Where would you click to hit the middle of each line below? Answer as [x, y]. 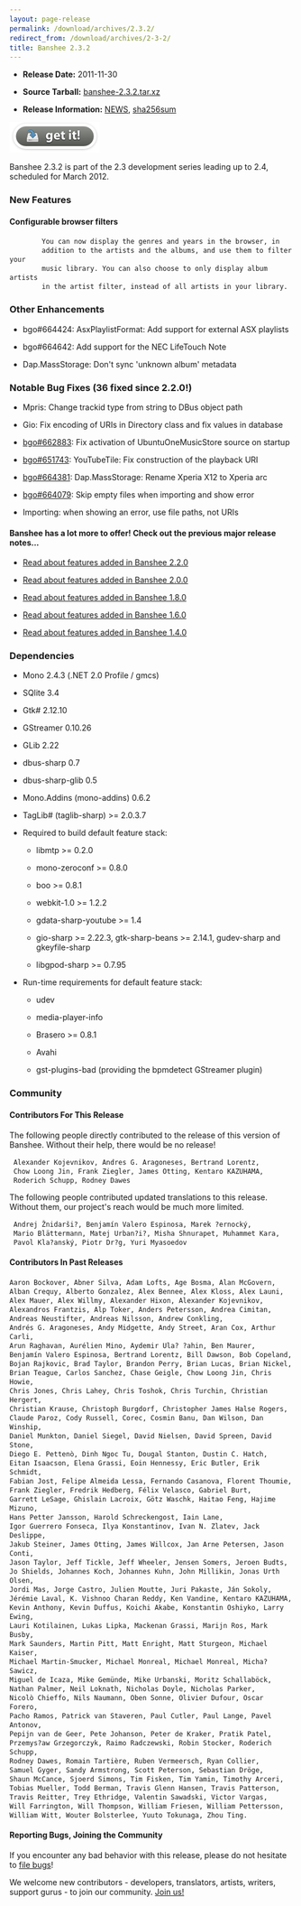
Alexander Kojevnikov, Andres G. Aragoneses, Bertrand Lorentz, [136, 1162]
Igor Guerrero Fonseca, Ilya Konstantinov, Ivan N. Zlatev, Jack [134, 1526]
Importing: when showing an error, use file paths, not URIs [130, 512]
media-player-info [69, 1018]
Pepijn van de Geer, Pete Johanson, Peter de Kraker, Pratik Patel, [141, 1734]
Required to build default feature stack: [95, 833]
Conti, [22, 1553]
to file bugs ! [32, 1865]
